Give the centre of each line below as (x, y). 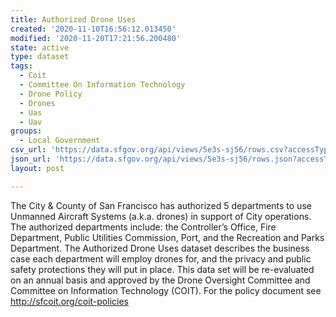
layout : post (37, 168)
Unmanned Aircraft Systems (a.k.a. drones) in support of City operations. (161, 216)
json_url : (31, 159)
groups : (26, 131)
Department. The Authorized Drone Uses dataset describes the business (160, 248)
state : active (40, 47)
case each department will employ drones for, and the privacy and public (161, 258)
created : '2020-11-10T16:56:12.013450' (93, 29)
